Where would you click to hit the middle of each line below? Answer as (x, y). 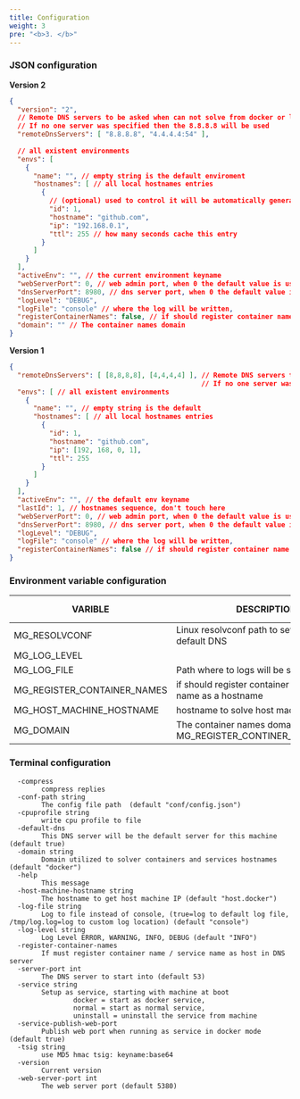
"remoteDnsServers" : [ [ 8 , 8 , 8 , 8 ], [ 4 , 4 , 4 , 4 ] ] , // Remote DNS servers (151, 375)
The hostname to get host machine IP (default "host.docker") (159, 898)
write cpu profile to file (92, 820)
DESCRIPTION (267, 610)
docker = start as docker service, (139, 1000)
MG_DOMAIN (42, 730)
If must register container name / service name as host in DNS (163, 953)
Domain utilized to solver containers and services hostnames (159, 859)
